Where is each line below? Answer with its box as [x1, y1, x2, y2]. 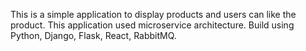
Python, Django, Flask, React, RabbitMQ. [10, 30, 177, 41]
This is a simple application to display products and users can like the [10, 9, 297, 20]
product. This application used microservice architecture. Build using [10, 19, 295, 31]
